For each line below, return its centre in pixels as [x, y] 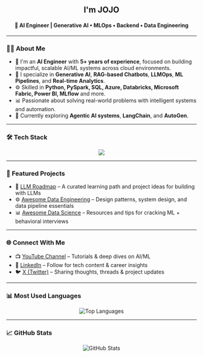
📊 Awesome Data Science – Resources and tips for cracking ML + [97, 213]
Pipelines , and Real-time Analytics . [60, 80]
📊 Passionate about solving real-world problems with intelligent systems [106, 100]
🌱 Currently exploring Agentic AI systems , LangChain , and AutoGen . [102, 115]
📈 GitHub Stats [29, 333]
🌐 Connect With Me [36, 243]
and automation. [35, 109]
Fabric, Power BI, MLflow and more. [60, 94]
